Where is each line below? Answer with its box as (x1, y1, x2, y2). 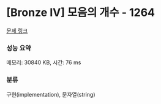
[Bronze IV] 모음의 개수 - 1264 (6, 6, 155, 20)
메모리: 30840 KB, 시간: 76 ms (6, 59, 81, 66)
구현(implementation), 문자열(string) (6, 91, 96, 98)
